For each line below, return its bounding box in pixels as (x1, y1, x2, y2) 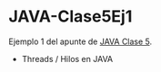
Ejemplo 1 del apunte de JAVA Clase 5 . (8, 36, 153, 47)
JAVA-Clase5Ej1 (8, 6, 133, 27)
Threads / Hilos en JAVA (21, 53, 114, 64)
